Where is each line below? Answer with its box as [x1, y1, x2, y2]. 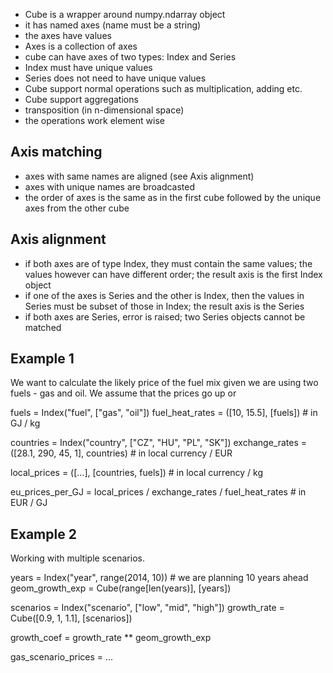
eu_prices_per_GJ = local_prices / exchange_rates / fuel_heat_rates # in [10, 486, 307, 498]
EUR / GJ [10, 497, 48, 509]
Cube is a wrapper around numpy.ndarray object [24, 9, 226, 20]
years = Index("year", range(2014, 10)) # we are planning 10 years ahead [10, 572, 309, 584]
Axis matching [10, 144, 103, 161]
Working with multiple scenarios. [10, 552, 145, 564]
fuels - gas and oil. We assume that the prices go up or [10, 387, 237, 399]
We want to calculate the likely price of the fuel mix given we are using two [10, 377, 319, 389]
